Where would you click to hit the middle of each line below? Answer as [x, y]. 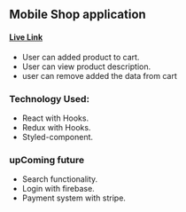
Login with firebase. [58, 189]
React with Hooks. [55, 118]
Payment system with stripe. [74, 198]
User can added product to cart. [81, 57]
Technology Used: [50, 98]
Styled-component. [58, 137]
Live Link [26, 37]
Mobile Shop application [77, 15]
